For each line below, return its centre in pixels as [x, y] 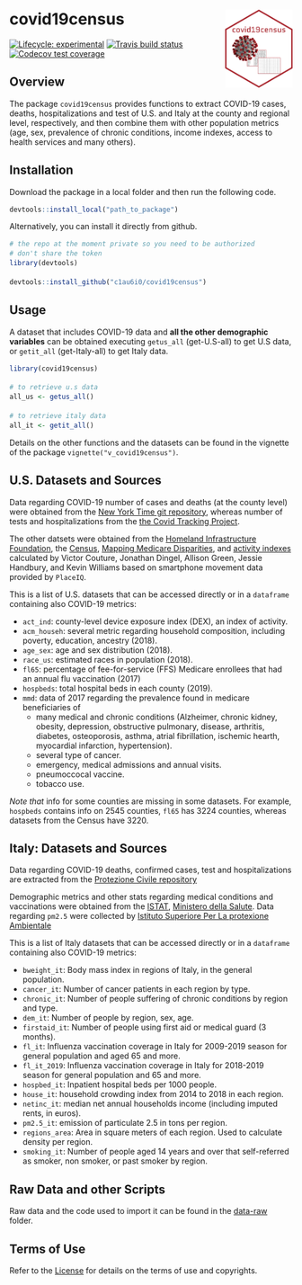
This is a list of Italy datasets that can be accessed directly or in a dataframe [150, 943]
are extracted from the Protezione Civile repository [103, 879]
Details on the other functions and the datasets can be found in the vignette [149, 442]
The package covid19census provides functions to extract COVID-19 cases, [148, 103]
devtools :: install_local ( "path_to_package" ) [94, 210]
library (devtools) [44, 263]
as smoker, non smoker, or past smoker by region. [115, 1161]
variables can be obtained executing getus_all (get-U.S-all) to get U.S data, [151, 341]
